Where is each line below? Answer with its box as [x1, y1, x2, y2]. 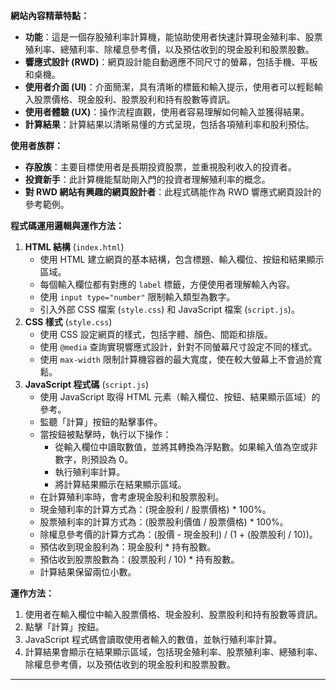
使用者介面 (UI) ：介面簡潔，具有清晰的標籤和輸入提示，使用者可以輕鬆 [24, 81, 315, 93]
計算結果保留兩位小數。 [39, 566, 137, 578]
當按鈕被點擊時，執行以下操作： [39, 429, 172, 440]
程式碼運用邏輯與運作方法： [10, 220, 125, 231]
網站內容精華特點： [10, 10, 90, 21]
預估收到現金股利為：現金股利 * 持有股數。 [39, 541, 217, 553]
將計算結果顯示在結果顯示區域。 [54, 479, 187, 490]
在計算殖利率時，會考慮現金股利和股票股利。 [39, 491, 225, 503]
